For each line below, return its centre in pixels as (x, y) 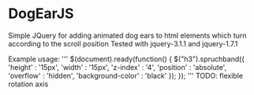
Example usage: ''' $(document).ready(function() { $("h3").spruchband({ (127, 59)
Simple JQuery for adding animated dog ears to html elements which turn (127, 35)
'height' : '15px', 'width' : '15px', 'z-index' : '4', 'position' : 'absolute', (118, 67)
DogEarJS (41, 14)
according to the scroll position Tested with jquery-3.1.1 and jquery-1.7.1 (123, 43)
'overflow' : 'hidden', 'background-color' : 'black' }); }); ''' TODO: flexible (125, 75)
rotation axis (28, 84)
